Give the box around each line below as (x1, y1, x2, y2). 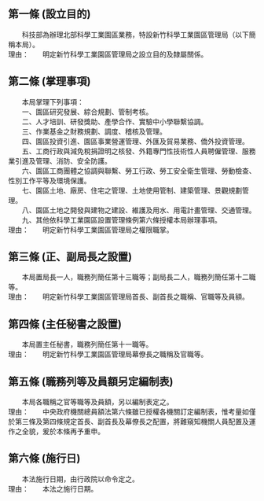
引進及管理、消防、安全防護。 (14, 156, 112, 165)
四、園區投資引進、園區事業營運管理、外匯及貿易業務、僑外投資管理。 (21, 136, 249, 146)
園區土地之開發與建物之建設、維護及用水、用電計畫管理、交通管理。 (35, 205, 256, 215)
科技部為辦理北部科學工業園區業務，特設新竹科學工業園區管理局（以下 (21, 30, 249, 39)
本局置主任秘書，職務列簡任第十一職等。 (21, 340, 153, 349)
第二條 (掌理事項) (8, 75, 91, 88)
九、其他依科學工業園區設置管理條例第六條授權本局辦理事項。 (21, 215, 222, 224)
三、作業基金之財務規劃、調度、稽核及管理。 (21, 127, 167, 136)
